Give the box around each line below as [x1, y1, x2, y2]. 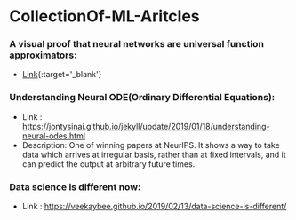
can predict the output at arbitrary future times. [21, 158, 196, 169]
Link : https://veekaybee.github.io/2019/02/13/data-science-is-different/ [21, 201, 287, 212]
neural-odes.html [21, 130, 86, 141]
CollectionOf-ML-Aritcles [9, 6, 200, 27]
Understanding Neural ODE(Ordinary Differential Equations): [9, 91, 276, 104]
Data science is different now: [9, 180, 141, 192]
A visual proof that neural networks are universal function [9, 38, 265, 51]
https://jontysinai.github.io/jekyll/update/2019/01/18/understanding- [21, 121, 270, 131]
